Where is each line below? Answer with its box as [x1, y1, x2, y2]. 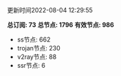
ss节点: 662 [16, 35, 51, 44]
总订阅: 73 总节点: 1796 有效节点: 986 [7, 21, 115, 29]
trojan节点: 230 [16, 44, 60, 52]
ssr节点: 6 [16, 61, 46, 69]
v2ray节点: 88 [16, 53, 57, 61]
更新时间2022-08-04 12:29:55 [7, 6, 93, 14]
